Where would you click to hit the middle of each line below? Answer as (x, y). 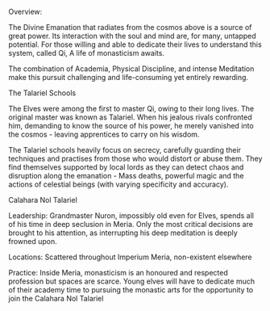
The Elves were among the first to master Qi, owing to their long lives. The (131, 109)
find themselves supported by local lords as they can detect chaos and (126, 167)
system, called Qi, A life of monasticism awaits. (87, 53)
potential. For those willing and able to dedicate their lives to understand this (135, 44)
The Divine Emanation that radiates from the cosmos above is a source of (130, 27)
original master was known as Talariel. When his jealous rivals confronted (130, 117)
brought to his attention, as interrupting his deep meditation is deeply (123, 233)
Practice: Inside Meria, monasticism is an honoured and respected (118, 273)
